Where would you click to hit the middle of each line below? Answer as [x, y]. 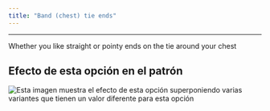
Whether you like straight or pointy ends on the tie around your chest [123, 46]
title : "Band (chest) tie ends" [62, 16]
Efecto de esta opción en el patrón [96, 71]
